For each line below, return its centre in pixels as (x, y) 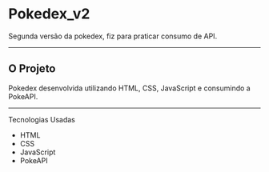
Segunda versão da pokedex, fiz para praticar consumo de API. (113, 36)
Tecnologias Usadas (42, 119)
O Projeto (32, 69)
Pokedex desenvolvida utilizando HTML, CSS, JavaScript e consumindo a (129, 88)
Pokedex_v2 (49, 14)
